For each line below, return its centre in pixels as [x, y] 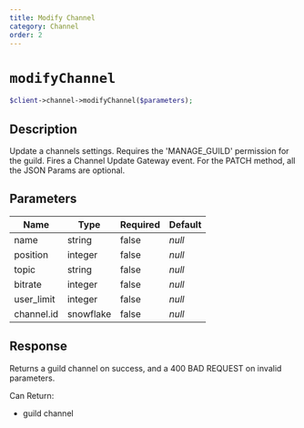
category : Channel [44, 26]
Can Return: [32, 395]
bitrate [28, 284]
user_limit [35, 299]
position [31, 254]
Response [39, 346]
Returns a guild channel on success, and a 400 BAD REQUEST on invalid [146, 368]
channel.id [36, 313]
